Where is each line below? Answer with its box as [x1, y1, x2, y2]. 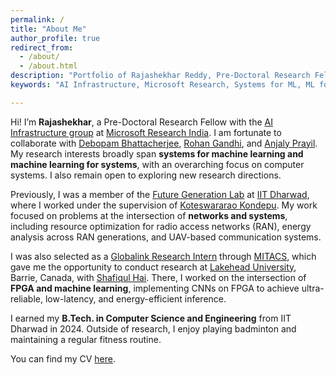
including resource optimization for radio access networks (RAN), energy [10, 220, 312, 232]
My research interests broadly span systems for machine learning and [10, 147, 304, 160]
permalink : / [10, 14, 65, 25]
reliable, [10, 292, 44, 305]
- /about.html [19, 61, 78, 71]
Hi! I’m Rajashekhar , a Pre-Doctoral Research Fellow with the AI [10, 116, 273, 128]
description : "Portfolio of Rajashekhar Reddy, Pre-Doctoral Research [10, 71, 311, 81]
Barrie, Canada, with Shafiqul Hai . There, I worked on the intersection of [10, 271, 307, 283]
